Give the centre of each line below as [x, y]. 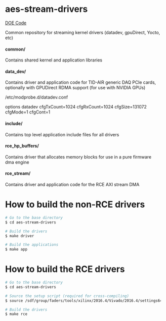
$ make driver [20, 236]
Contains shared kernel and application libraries [54, 60]
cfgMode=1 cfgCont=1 [28, 112]
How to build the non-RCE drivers [75, 205]
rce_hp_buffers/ [22, 146]
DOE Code [16, 23]
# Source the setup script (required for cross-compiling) [67, 296]
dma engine [17, 162]
